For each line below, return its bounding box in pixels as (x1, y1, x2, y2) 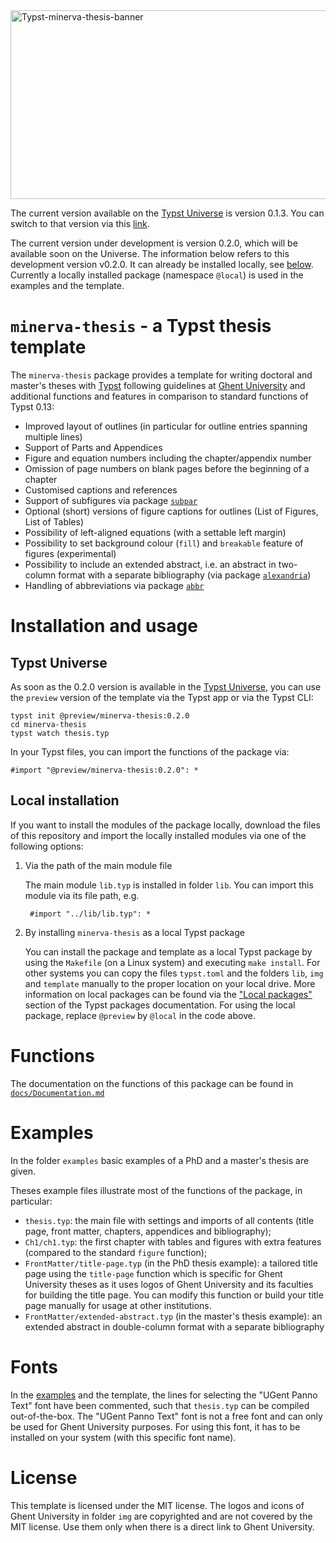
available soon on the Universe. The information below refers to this (10, 248, 290, 259)
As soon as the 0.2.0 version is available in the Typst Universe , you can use (10, 680, 322, 693)
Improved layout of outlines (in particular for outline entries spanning (24, 420, 308, 432)
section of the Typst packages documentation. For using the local (24, 999, 296, 1011)
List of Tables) (24, 515, 85, 528)
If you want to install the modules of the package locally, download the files (10, 819, 321, 831)
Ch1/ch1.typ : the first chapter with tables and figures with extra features (24, 1235, 322, 1248)
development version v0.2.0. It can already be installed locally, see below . (10, 259, 314, 270)
